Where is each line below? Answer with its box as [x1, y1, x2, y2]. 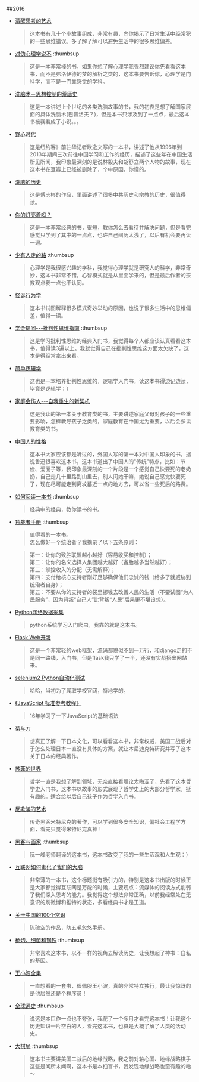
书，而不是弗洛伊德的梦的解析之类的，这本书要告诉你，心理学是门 [29, 70, 191, 77]
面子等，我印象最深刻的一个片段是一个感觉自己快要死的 [45, 465, 181, 472]
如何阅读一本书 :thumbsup [14, 493, 79, 500]
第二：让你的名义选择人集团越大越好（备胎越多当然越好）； [29, 559, 173, 565]
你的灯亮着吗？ [14, 211, 52, 218]
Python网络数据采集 [14, 608, 64, 616]
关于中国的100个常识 [14, 911, 66, 918]
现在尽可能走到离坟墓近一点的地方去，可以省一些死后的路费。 [40, 480, 191, 487]
